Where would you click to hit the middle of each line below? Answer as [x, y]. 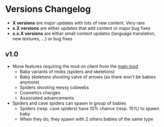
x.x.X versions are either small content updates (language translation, [84, 33]
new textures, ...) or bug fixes [42, 39]
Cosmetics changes [40, 92]
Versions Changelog [48, 9]
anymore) [29, 82]
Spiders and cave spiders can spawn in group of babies [69, 103]
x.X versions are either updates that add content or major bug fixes [81, 28]
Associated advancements [47, 98]
